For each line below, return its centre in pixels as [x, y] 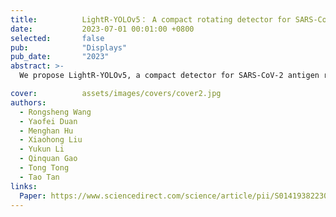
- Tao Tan [39, 177]
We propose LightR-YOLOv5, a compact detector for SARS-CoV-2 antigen [169, 76]
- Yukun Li [42, 149]
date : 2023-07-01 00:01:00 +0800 [102, 29]
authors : [28, 102]
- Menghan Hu [46, 131]
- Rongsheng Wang [55, 112]
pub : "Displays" [69, 47]
